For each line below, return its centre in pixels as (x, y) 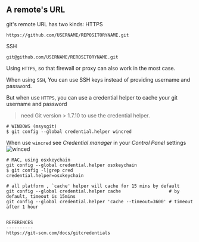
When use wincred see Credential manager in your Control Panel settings (96, 142)
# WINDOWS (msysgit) (32, 126)
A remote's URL (36, 10)
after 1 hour (22, 207)
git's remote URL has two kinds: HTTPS (55, 24)
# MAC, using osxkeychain (38, 160)
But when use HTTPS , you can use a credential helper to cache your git (92, 97)
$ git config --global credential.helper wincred (69, 131)
